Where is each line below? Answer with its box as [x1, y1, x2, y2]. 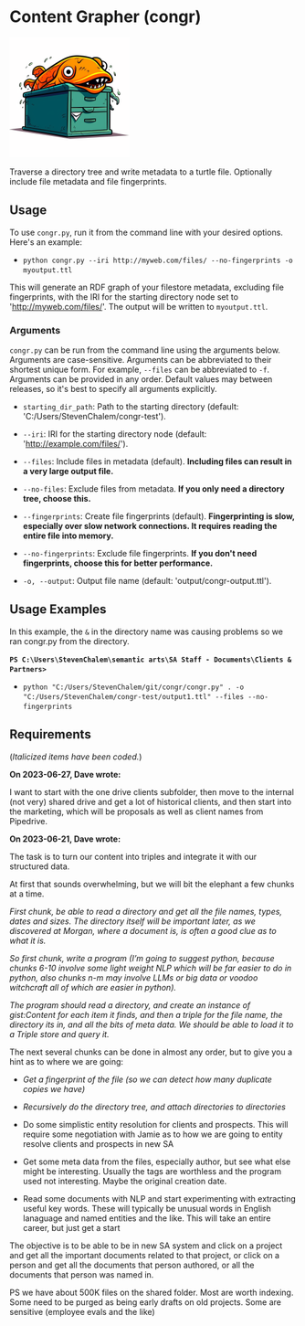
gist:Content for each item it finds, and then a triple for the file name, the [9, 1009, 283, 1020]
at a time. [9, 888, 45, 899]
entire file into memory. [22, 530, 114, 541]
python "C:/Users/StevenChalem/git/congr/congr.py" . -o [22, 683, 245, 692]
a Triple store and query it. [9, 1028, 110, 1039]
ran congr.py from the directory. [9, 635, 130, 646]
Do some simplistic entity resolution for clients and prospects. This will [22, 1119, 289, 1130]
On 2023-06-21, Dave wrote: [9, 833, 121, 844]
